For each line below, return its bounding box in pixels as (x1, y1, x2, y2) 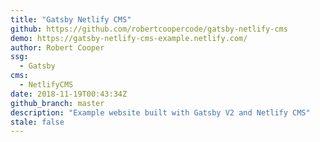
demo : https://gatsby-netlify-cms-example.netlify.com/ (10, 33, 248, 43)
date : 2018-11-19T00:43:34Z (10, 89, 128, 99)
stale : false (10, 117, 65, 127)
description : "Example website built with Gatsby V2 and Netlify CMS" (10, 107, 311, 118)
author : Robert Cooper (10, 42, 105, 53)
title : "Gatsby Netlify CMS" (10, 14, 132, 25)
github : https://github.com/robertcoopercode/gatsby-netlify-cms (10, 24, 288, 34)
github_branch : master (10, 98, 105, 108)
